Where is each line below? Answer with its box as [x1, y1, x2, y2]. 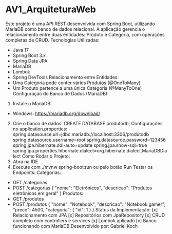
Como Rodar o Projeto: [22, 153, 70, 159]
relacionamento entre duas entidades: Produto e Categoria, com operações [5, 31, 165, 37]
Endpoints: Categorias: [12, 169, 62, 175]
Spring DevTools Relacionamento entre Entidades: [12, 74, 119, 80]
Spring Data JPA [12, 57, 48, 64]
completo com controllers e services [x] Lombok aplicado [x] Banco [12, 217, 157, 224]
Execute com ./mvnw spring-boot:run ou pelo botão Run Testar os [12, 164, 153, 170]
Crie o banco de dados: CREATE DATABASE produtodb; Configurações [12, 120, 163, 126]
